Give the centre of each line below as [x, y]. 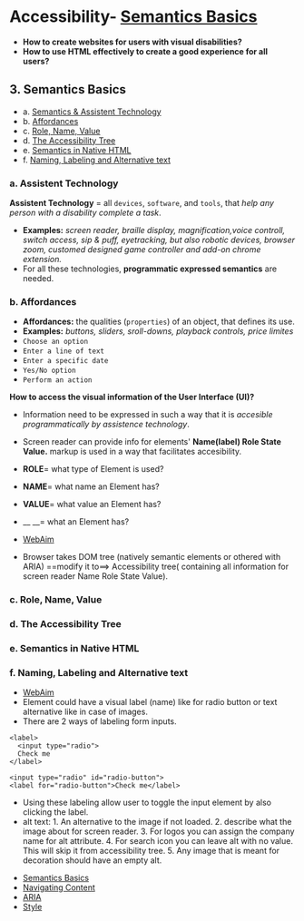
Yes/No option [49, 371]
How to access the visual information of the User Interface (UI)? [132, 397]
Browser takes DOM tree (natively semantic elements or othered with [152, 557]
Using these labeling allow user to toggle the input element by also [147, 803]
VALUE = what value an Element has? [92, 505]
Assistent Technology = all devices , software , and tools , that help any [142, 203]
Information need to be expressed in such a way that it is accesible [147, 415]
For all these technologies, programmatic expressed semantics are [150, 269]
